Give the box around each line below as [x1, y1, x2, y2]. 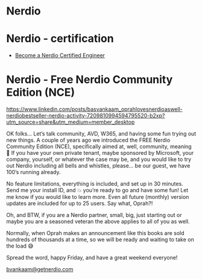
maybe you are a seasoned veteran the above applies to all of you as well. [6, 218, 190, 225]
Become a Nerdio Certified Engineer [14, 52, 106, 59]
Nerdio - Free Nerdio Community [6, 73, 173, 87]
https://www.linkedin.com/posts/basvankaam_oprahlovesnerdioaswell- [6, 105, 183, 113]
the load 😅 [6, 242, 34, 249]
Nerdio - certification [6, 32, 114, 46]
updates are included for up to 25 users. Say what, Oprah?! [6, 200, 153, 207]
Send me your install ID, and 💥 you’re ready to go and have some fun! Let [6, 187, 189, 194]
